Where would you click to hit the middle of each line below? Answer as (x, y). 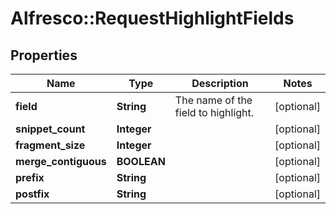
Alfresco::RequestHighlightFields (152, 18)
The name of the (213, 100)
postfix (32, 194)
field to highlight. (214, 112)
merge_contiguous (61, 161)
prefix (30, 177)
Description (220, 83)
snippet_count (50, 129)
